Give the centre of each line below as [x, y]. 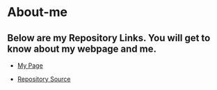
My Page [30, 66]
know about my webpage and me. [82, 48]
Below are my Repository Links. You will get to [109, 38]
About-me [38, 12]
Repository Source [44, 79]
